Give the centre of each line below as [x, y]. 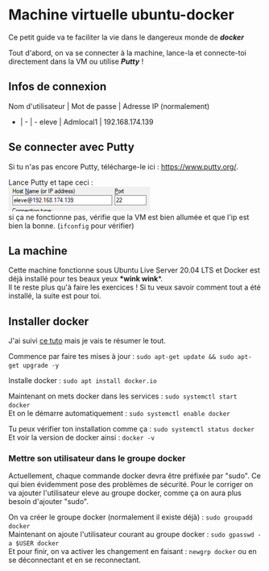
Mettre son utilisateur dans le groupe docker [97, 459]
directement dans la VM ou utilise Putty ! [76, 61]
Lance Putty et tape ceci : [51, 182]
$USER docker [37, 544]
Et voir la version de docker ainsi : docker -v [82, 438]
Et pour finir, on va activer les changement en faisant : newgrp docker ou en [132, 552]
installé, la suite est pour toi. [55, 296]
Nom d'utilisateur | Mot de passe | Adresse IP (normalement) [109, 106]
